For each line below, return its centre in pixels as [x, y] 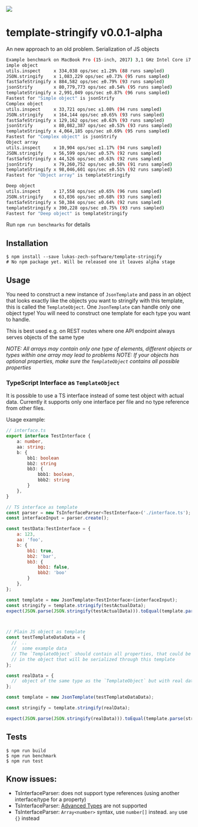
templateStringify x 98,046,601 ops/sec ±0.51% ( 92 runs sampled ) [89, 170]
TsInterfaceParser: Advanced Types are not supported [81, 806]
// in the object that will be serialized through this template [93, 659]
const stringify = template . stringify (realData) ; [68, 708]
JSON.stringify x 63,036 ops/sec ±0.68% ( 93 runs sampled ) [84, 197]
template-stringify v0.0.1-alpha [85, 33]
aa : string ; [31, 447]
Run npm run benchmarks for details [48, 225]
